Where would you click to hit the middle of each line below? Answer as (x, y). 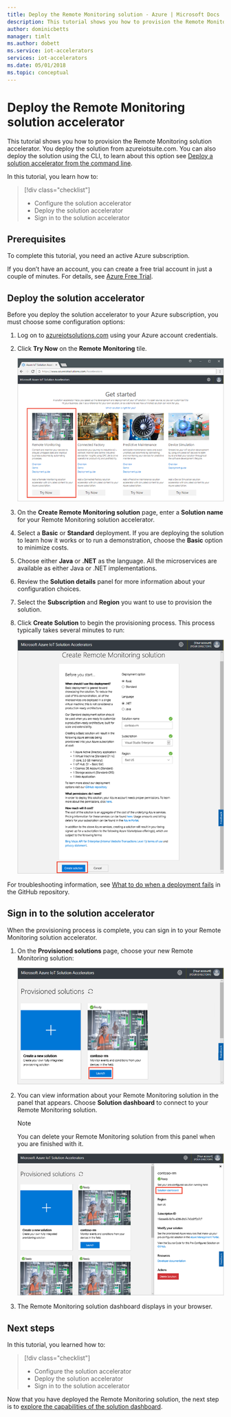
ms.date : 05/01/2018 (37, 65)
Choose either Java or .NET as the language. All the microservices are (117, 561)
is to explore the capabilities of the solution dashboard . (85, 1406)
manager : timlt (29, 36)
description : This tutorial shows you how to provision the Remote (106, 22)
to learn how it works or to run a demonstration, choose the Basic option (120, 541)
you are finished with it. (50, 1144)
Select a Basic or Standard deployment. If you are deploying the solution (120, 533)
